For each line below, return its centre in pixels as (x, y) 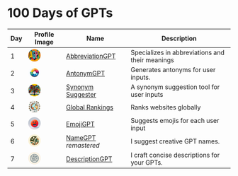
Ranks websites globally (166, 107)
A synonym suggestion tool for (175, 87)
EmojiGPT (80, 124)
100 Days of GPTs (60, 13)
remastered (83, 145)
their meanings (153, 60)
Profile (44, 35)
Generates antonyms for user (173, 69)
